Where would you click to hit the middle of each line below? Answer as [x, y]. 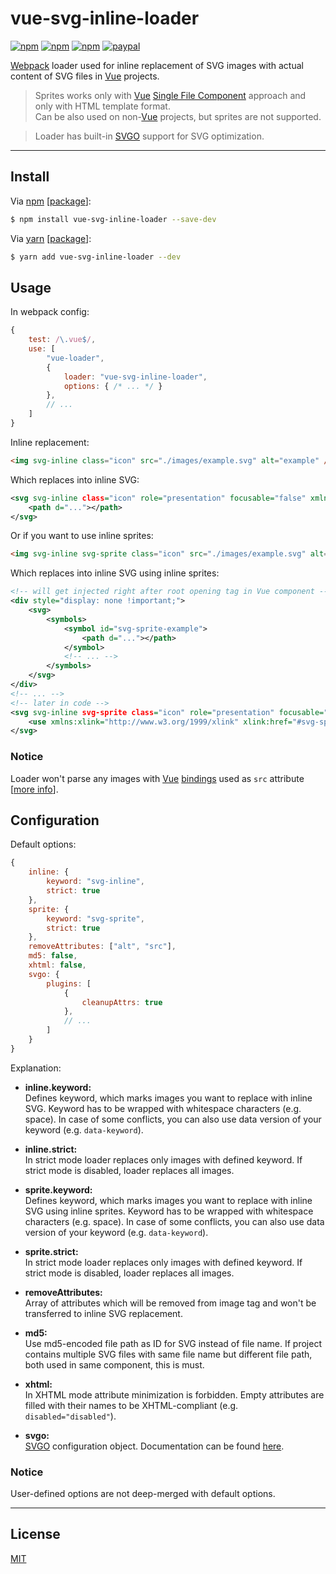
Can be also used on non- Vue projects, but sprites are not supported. [178, 116]
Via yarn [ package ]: [51, 238]
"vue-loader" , [75, 358]
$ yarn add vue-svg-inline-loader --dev [96, 257]
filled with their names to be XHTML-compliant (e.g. [131, 1405]
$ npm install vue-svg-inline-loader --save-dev [113, 219]
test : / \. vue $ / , [62, 340]
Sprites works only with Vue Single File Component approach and [170, 95]
